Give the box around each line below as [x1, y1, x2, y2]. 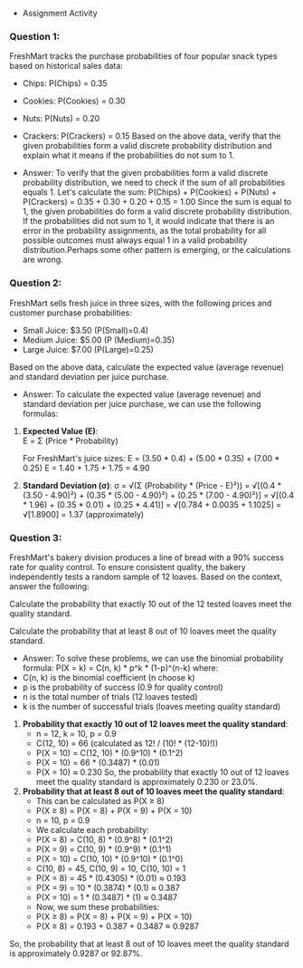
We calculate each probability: [35, 824, 149, 835]
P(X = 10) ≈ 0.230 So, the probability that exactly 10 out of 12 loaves [35, 766, 289, 778]
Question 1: [9, 30, 61, 43]
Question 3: [9, 531, 62, 544]
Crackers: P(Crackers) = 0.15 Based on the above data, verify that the [22, 131, 281, 141]
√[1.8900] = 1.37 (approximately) [22, 508, 145, 519]
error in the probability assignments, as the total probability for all [22, 226, 267, 237]
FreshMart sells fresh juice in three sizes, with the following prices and [9, 297, 272, 308]
